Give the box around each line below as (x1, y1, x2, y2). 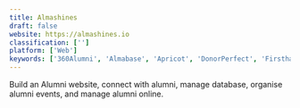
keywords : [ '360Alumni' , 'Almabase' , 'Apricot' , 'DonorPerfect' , (9, 54, 258, 63)
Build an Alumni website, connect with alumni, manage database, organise (9, 79, 283, 89)
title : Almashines (9, 12, 78, 22)
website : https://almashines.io (9, 29, 129, 38)
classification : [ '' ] (9, 37, 90, 47)
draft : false (9, 21, 58, 30)
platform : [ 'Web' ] (9, 46, 78, 55)
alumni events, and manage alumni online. (9, 88, 164, 99)
